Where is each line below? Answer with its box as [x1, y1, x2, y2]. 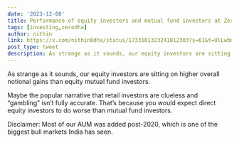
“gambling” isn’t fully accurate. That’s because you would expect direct [7, 98, 216, 107]
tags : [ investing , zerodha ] [7, 23, 87, 31]
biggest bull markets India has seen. [7, 127, 113, 136]
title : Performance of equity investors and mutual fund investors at [7, 17, 221, 24]
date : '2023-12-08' [7, 10, 65, 18]
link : [7, 37, 23, 44]
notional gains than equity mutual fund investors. [7, 77, 151, 85]
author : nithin [7, 30, 53, 38]
